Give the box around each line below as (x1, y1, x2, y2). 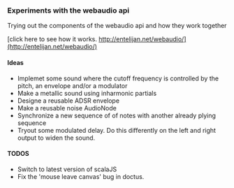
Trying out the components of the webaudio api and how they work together (7, 22, 227, 30)
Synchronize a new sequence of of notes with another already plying (17, 111, 217, 120)
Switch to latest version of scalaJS (17, 165, 117, 173)
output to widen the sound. (17, 133, 96, 142)
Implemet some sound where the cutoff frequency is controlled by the (17, 74, 219, 82)
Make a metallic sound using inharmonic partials (17, 89, 157, 97)
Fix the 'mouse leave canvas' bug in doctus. (17, 172, 145, 180)
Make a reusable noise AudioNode (17, 103, 117, 112)
